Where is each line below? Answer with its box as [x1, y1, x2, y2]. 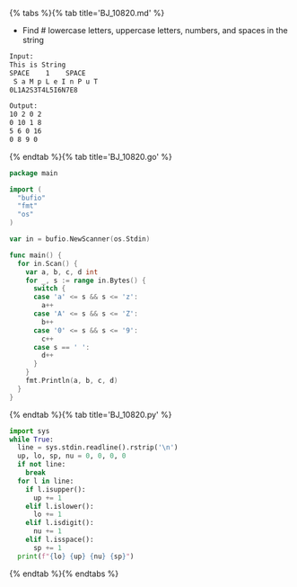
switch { [32, 284, 66, 293]
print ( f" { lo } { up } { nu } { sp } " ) [17, 552, 135, 561]
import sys [9, 426, 50, 435]
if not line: [17, 460, 66, 469]
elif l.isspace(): [25, 535, 94, 544]
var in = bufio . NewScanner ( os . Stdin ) [9, 235, 151, 244]
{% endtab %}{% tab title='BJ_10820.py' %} [9, 409, 172, 420]
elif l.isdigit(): [25, 519, 94, 528]
